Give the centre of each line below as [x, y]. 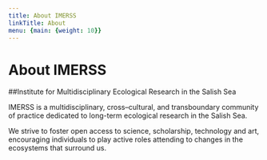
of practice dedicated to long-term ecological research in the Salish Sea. [128, 115]
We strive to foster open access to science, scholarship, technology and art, [134, 131]
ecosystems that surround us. [57, 148]
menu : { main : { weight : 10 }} [55, 30]
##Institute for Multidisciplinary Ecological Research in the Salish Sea [122, 92]
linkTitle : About [37, 23]
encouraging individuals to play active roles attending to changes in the [126, 139]
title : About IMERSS [43, 16]
